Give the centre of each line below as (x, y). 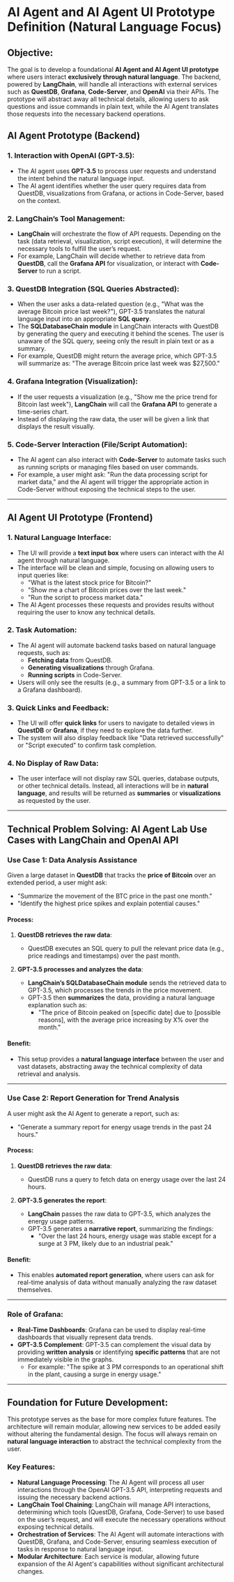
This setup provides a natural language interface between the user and (120, 1059)
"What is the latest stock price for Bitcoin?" (89, 582)
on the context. (39, 200)
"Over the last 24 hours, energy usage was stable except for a (127, 1236)
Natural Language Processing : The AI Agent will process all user (111, 1482)
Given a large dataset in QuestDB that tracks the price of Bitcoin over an (111, 875)
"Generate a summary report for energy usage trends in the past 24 (115, 1127)
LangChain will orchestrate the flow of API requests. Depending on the (119, 234)
